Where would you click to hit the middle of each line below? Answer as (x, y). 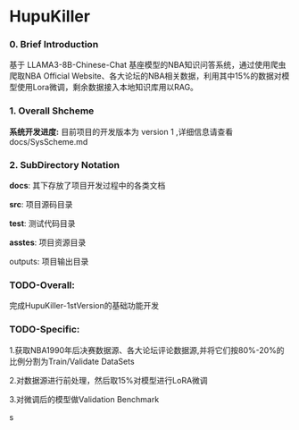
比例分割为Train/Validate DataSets (72, 361)
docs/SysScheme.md (49, 141)
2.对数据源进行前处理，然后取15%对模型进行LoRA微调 (108, 380)
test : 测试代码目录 (42, 223)
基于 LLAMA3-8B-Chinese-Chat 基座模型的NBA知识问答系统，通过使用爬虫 (148, 65)
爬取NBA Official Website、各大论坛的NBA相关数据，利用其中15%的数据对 (146, 76)
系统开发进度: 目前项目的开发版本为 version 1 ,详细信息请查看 (121, 131)
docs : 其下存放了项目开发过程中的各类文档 (87, 186)
